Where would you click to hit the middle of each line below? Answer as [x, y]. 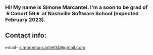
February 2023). [25, 20]
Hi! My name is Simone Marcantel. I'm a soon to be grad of [76, 7]
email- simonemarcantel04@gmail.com [45, 47]
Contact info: [26, 36]
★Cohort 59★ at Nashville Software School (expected [72, 13]
